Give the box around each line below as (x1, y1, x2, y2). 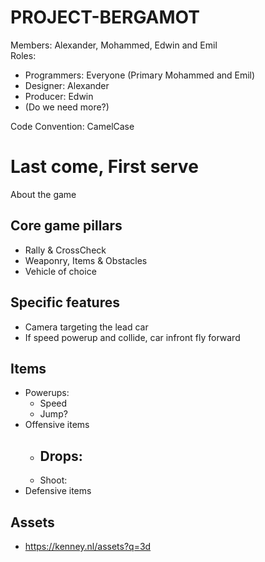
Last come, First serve (10, 156, 199, 178)
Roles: (10, 49, 37, 61)
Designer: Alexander (24, 79, 110, 91)
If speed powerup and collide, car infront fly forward (24, 331, 241, 343)
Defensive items (24, 485, 92, 497)
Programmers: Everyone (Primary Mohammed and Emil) (24, 69, 256, 81)
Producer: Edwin (24, 90, 94, 102)
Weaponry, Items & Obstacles (24, 254, 148, 266)
